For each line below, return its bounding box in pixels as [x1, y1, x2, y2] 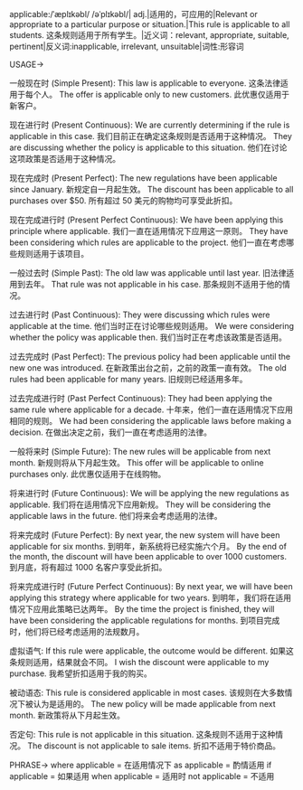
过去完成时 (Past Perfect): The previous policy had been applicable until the [9, 352, 291, 362]
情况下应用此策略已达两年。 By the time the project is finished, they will [9, 604, 275, 614]
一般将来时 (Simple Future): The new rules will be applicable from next [9, 447, 271, 456]
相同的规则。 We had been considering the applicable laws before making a [9, 416, 292, 426]
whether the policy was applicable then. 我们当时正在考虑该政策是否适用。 [9, 332, 288, 343]
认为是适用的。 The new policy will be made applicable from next [33, 699, 276, 709]
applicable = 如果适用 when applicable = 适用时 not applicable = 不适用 [9, 771, 275, 781]
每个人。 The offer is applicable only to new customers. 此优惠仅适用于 [24, 89, 289, 99]
